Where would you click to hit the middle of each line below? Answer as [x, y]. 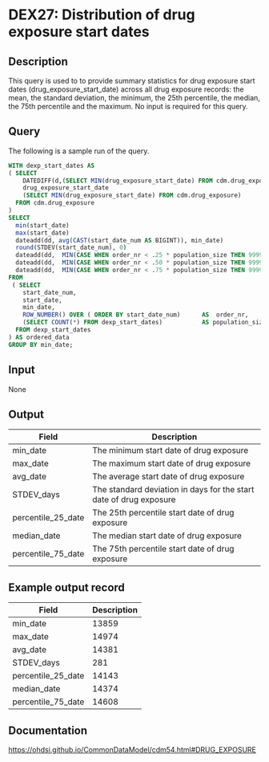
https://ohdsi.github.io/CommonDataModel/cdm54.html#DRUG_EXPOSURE [132, 749]
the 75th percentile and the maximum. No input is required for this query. [128, 106]
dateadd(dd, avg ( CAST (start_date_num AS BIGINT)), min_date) [120, 240]
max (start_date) [42, 233]
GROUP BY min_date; [41, 344]
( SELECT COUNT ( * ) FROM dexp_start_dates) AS [116, 323]
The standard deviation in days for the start [173, 490]
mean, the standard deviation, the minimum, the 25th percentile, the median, [134, 98]
